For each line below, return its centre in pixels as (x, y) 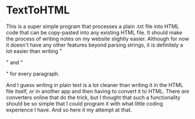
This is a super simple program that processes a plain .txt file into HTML (93, 26)
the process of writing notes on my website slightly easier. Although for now (97, 38)
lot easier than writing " (34, 51)
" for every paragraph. (33, 73)
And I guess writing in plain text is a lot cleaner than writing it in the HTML (95, 85)
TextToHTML (38, 10)
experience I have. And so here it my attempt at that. (69, 110)
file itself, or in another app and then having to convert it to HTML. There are (98, 91)
